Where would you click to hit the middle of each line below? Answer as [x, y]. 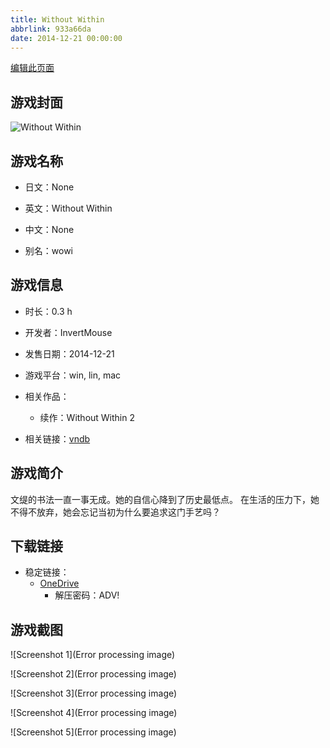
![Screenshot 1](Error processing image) [93, 655]
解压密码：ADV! [87, 595]
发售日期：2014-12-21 [69, 353]
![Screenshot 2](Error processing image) [93, 674]
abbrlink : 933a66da [51, 29]
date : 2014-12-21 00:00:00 [66, 38]
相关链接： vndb [57, 438]
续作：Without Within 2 [87, 417]
